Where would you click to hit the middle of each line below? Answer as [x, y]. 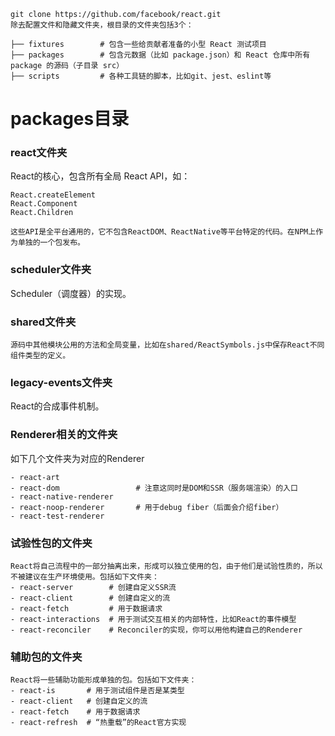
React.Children [42, 213]
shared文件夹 [43, 322]
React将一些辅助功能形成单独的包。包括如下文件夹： [103, 680]
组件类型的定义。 [40, 356]
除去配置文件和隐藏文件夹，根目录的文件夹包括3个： [102, 25]
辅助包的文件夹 [46, 657]
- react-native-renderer [62, 496]
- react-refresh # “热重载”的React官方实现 [98, 723]
